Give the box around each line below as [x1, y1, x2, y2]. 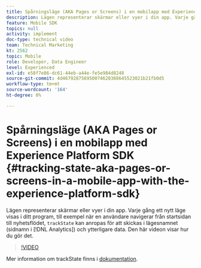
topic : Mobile [6, 53, 42, 59]
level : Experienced [6, 64, 55, 71]
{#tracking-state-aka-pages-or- [6, 161, 171, 175]
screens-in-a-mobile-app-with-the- [6, 174, 190, 187]
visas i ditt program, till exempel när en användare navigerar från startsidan [6, 213, 191, 220]
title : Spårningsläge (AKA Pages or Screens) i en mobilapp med [6, 8, 170, 15]
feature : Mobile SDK [6, 20, 58, 26]
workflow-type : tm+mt [6, 81, 60, 87]
